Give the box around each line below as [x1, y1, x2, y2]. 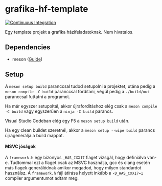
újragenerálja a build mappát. [5, 132, 64, 138]
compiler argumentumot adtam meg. [5, 175, 79, 181]
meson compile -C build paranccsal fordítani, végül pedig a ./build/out [5, 88, 150, 94]
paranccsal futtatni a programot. [5, 94, 70, 100]
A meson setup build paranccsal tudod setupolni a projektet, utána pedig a [5, 83, 156, 89]
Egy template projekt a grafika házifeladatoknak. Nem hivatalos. [5, 29, 134, 35]
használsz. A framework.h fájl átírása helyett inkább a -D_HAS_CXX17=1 [5, 170, 143, 176]
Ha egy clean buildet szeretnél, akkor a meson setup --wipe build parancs [5, 127, 155, 133]
